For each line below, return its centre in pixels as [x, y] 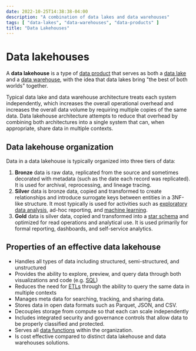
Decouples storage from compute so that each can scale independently [102, 311]
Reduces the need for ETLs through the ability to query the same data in [102, 286]
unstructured [30, 268]
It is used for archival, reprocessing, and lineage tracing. [83, 185]
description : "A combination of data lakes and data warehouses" [88, 17]
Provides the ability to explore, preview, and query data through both [98, 273]
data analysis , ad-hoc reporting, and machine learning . [81, 210]
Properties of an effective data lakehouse [83, 247]
